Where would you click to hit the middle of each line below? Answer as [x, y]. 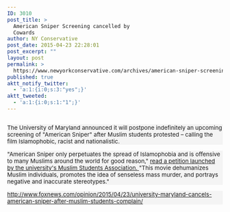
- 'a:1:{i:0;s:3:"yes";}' [50, 90]
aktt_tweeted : [27, 96]
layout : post [26, 58]
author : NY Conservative [42, 39]
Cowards [24, 32]
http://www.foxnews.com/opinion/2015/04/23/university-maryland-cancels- [110, 194]
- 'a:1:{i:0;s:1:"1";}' [47, 103]
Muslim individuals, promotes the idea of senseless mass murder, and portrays [113, 174]
